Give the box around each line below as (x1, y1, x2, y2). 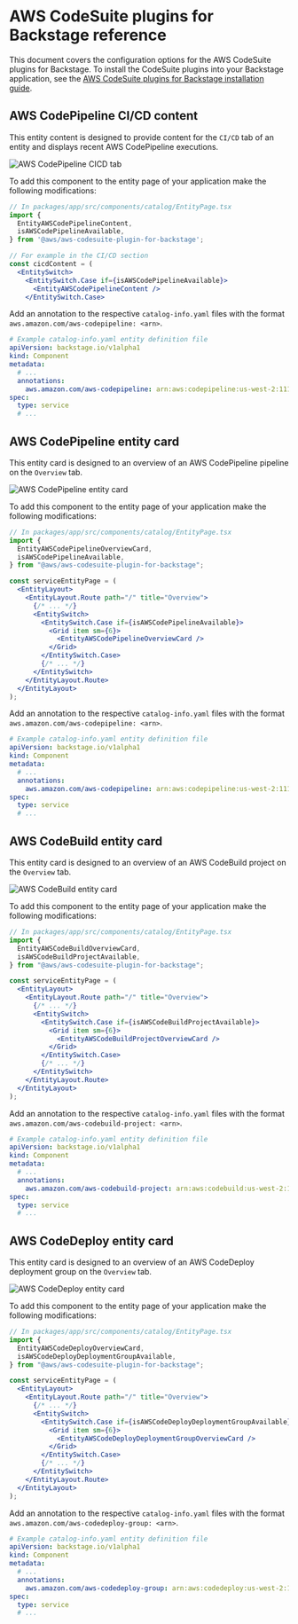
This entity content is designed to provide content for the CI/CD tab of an (9, 131, 275, 143)
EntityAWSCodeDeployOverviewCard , (17, 1344, 145, 1353)
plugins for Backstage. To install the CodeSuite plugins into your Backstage (9, 64, 284, 75)
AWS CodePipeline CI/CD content (9, 108, 199, 123)
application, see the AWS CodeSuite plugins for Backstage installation (9, 73, 264, 83)
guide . (9, 82, 33, 93)
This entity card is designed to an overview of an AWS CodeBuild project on (9, 858, 286, 867)
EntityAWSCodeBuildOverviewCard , (17, 944, 141, 953)
